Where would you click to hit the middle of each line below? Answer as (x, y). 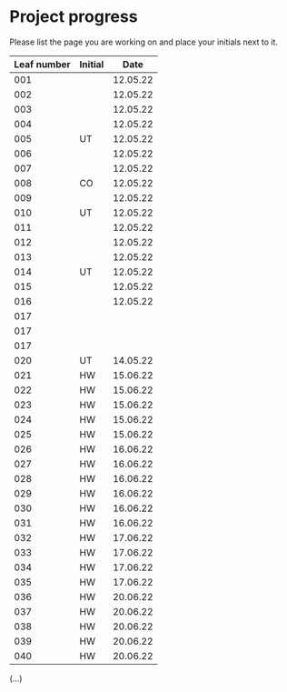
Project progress (74, 17)
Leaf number (42, 64)
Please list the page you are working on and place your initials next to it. (144, 42)
